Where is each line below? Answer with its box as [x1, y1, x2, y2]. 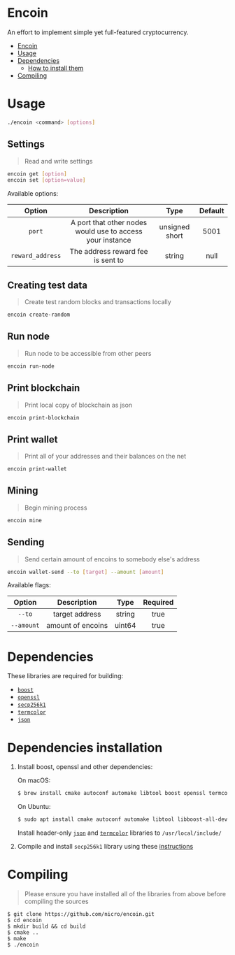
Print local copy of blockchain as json [24, 401, 133, 409]
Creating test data [7, 279, 88, 291]
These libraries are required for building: [7, 672, 124, 680]
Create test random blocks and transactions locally [24, 298, 171, 306]
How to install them [27, 64, 84, 72]
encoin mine [7, 517, 42, 524]
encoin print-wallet [7, 466, 68, 473]
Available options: [7, 189, 59, 198]
